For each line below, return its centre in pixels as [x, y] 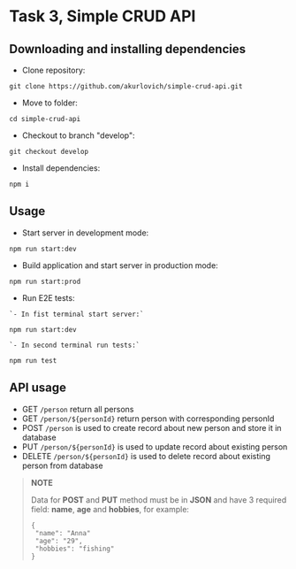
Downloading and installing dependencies [127, 49]
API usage [38, 388]
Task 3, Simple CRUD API [102, 16]
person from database [62, 465]
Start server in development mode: [85, 233]
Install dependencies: [61, 168]
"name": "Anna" [63, 533]
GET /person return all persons [78, 409]
